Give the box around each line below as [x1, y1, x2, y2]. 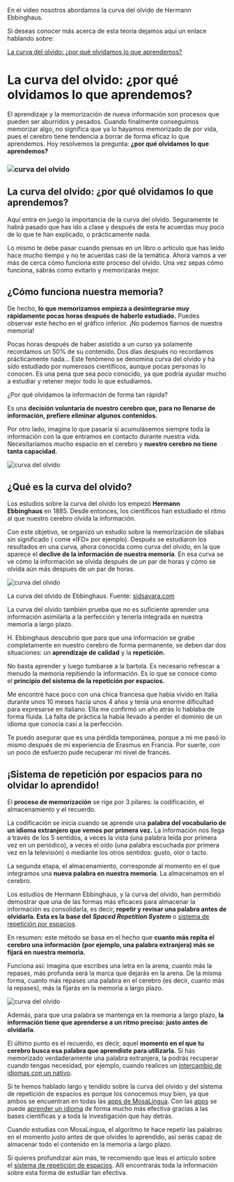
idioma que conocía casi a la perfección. [7, 720, 123, 728]
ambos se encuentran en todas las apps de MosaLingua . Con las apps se [7, 1097, 217, 1105]
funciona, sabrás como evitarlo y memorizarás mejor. [7, 266, 160, 274]
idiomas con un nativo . [7, 1069, 72, 1077]
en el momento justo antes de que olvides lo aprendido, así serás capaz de [7, 1133, 222, 1142]
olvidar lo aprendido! [7, 779, 100, 791]
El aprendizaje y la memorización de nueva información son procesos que [7, 109, 219, 118]
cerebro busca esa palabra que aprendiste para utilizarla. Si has [7, 1047, 196, 1055]
